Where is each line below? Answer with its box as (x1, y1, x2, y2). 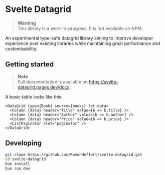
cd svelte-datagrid (5, 156, 46, 162)
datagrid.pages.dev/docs (17, 84, 70, 90)
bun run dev (5, 166, 30, 171)
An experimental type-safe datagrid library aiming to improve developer (5, 35, 153, 41)
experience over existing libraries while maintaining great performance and (5, 40, 160, 46)
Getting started (5, 60, 54, 68)
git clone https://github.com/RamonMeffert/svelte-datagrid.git (5, 152, 142, 157)
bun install (5, 161, 30, 166)
